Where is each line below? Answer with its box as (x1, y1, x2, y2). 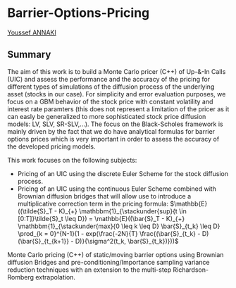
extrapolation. (35, 273, 76, 281)
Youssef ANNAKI (7, 28, 56, 37)
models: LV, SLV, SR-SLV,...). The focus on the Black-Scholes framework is (7, 120, 223, 128)
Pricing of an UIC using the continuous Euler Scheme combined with (17, 184, 217, 193)
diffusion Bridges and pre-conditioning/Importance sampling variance (7, 258, 210, 266)
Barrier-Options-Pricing (7, 5, 150, 21)
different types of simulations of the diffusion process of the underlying (7, 82, 215, 91)
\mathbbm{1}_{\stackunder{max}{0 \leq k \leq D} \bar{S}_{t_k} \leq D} (17, 222, 221, 230)
